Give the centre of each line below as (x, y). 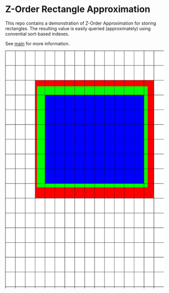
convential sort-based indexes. (37, 34)
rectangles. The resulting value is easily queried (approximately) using (78, 28)
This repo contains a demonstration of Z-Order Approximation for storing (81, 23)
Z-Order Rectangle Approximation (78, 9)
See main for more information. (37, 43)
